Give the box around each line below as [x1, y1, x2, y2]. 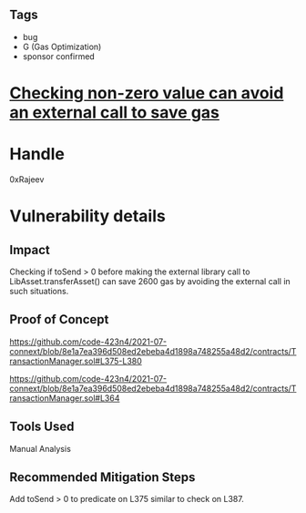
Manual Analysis [9, 443, 71, 454]
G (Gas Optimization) [22, 41, 102, 52]
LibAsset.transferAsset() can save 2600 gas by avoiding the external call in [9, 275, 291, 286]
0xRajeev [9, 173, 45, 185]
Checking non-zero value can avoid [9, 83, 284, 103]
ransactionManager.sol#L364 [9, 392, 120, 404]
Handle [9, 144, 66, 165]
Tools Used [9, 419, 75, 435]
